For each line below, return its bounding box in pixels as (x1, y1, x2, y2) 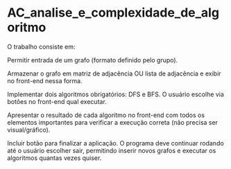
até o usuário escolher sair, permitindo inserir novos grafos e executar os (7, 146, 216, 154)
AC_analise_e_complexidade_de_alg (7, 5, 220, 21)
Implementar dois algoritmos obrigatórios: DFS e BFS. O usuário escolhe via (7, 90, 224, 98)
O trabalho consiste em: (7, 42, 76, 51)
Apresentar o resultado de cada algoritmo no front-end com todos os (7, 111, 205, 119)
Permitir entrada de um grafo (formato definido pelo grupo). (7, 55, 178, 64)
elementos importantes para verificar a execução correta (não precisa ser (7, 118, 219, 126)
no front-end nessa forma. (7, 76, 83, 84)
